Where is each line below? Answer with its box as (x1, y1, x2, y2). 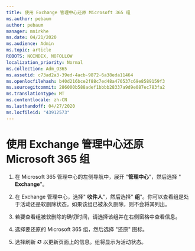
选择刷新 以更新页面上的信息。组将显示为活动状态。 (14, 238, 147, 245)
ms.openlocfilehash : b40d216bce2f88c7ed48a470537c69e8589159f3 (6, 78, 165, 84)
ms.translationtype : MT (6, 91, 65, 97)
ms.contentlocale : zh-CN (6, 97, 67, 103)
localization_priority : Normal (6, 59, 83, 65)
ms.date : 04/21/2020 (6, 34, 57, 41)
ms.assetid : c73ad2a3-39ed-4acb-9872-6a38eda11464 (6, 72, 134, 78)
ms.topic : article (6, 47, 51, 53)
